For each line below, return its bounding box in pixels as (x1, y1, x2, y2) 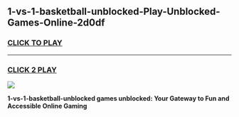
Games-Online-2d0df (7, 17, 105, 29)
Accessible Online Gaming (7, 101, 87, 110)
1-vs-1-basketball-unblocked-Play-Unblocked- (7, 6, 221, 18)
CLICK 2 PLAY (7, 65, 57, 74)
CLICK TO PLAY (7, 38, 63, 48)
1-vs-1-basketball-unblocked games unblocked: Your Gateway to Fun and (7, 94, 230, 102)
